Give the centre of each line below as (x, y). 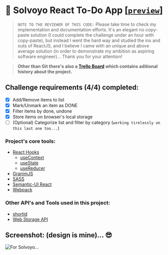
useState (29, 163)
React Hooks (26, 152)
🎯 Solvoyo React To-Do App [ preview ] (84, 10)
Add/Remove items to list (38, 99)
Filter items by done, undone (42, 111)
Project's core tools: (30, 141)
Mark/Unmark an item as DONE (45, 105)
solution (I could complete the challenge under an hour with (92, 35)
